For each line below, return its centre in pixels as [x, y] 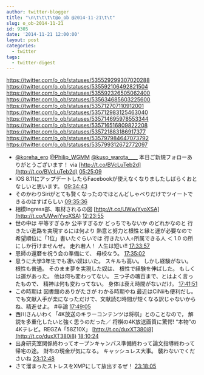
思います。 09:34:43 [62, 186]
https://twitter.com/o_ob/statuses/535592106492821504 [77, 86]
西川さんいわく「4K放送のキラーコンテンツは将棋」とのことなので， [101, 314]
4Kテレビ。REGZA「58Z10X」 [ [54, 329]
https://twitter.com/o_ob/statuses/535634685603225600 [78, 99]
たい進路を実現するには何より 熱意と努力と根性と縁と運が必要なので [106, 231]
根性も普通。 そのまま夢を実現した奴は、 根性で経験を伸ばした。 [96, 268]
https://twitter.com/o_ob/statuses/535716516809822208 [77, 125]
